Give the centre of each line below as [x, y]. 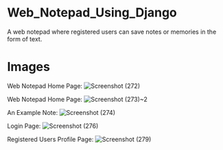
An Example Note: [33, 112]
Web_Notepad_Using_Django [92, 13]
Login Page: [24, 126]
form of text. [25, 39]
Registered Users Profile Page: [50, 139]
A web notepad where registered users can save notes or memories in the [112, 32]
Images [28, 67]
